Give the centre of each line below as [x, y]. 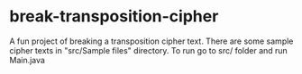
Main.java [27, 60]
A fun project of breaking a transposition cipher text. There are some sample [151, 41]
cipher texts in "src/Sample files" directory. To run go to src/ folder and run [149, 50]
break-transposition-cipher [114, 16]
